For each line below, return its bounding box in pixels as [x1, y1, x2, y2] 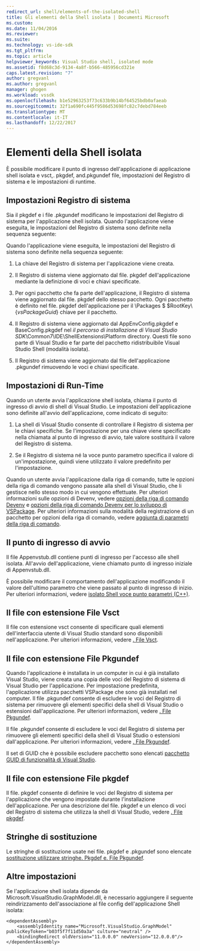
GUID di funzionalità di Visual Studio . [6, 756, 97, 763]
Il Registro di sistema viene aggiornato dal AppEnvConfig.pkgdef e [14, 320, 179, 327]
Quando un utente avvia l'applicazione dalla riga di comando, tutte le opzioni [6, 476, 195, 483]
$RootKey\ [167, 302, 193, 309]
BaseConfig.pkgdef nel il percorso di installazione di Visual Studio [14, 326, 178, 334]
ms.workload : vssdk [6, 92, 55, 98]
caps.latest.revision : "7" [6, 70, 73, 76]
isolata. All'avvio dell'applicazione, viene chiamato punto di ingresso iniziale [6, 559, 193, 567]
